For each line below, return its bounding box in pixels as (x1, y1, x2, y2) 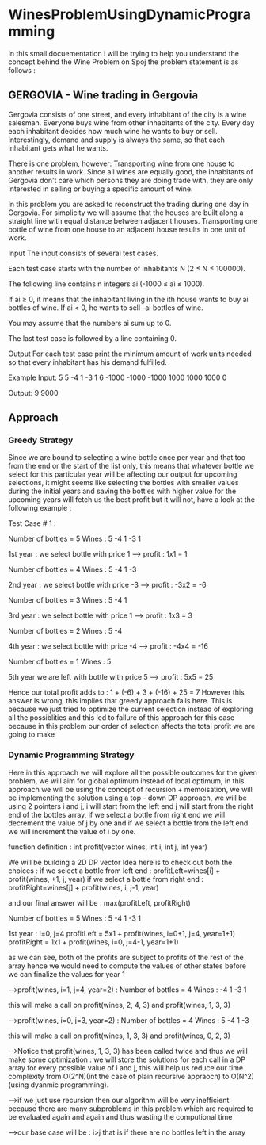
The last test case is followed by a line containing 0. (8, 333, 177, 343)
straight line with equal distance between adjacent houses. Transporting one (8, 216, 258, 225)
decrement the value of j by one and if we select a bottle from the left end (8, 818, 249, 828)
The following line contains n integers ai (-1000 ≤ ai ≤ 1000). (8, 279, 205, 289)
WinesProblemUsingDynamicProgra (8, 6, 252, 24)
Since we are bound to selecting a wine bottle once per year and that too (8, 453, 246, 462)
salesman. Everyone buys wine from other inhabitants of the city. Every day (8, 117, 255, 128)
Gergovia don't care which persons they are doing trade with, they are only (8, 175, 253, 185)
